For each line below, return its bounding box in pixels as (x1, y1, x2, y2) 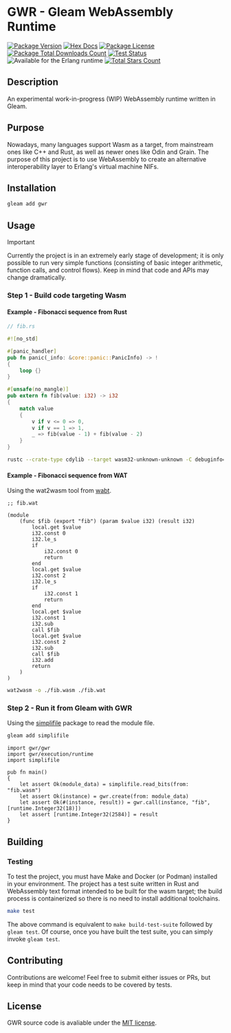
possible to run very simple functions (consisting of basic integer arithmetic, (7, 259, 223, 267)
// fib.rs (7, 323, 36, 330)
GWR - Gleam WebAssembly (7, 4, 174, 20)
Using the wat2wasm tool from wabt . (7, 486, 112, 495)
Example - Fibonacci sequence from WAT (7, 471, 128, 480)
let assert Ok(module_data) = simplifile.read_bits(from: (19, 781, 189, 788)
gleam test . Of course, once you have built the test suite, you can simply (7, 927, 213, 936)
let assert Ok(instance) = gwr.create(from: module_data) (19, 793, 189, 800)
